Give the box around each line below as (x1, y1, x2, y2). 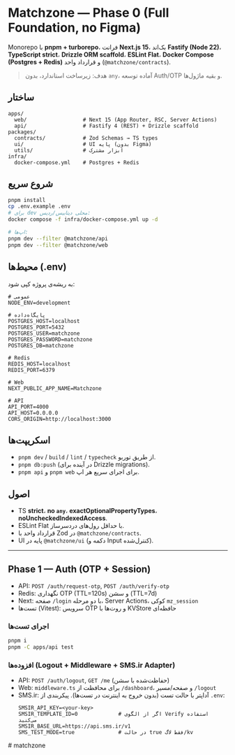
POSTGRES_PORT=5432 (8, 324, 65, 331)
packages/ (8, 128, 37, 136)
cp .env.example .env (8, 203, 71, 210)
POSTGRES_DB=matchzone (8, 342, 74, 349)
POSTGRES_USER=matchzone (8, 330, 80, 337)
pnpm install (8, 196, 46, 203)
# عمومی (8, 293, 31, 300)
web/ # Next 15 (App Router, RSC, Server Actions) (14, 116, 218, 123)
